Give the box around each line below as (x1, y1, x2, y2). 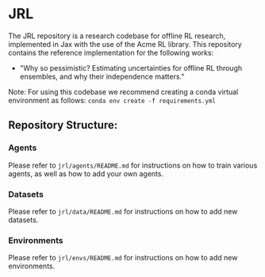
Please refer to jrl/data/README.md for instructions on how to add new (8, 206, 238, 216)
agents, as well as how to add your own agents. (8, 168, 164, 179)
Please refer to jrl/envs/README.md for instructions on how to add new (8, 253, 238, 263)
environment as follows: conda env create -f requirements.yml (8, 95, 217, 105)
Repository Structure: (8, 118, 118, 132)
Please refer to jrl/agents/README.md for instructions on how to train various (8, 160, 258, 170)
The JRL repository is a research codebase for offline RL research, (8, 31, 226, 40)
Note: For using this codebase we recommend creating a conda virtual (8, 87, 239, 96)
